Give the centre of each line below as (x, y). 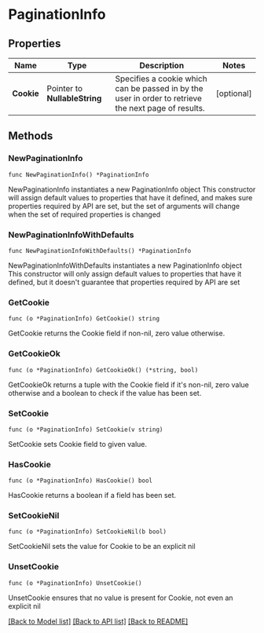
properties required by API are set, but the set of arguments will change (124, 206)
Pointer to (65, 88)
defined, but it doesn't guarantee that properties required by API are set (124, 282)
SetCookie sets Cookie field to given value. (78, 444)
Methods (31, 136)
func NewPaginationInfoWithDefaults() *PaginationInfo (100, 251)
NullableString (74, 98)
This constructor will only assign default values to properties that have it (125, 273)
